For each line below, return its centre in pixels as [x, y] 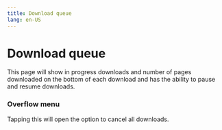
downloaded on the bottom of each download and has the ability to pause [111, 80]
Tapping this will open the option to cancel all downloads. [88, 119]
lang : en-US [24, 20]
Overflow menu [34, 104]
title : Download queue [39, 13]
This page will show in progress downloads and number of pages [99, 72]
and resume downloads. [41, 86]
